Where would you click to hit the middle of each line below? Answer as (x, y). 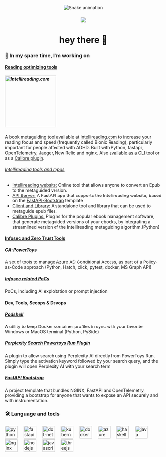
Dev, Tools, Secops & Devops (36, 303)
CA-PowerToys (21, 250)
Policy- (150, 262)
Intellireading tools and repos (35, 169)
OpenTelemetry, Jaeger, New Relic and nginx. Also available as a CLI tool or (82, 153)
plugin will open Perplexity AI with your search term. (58, 366)
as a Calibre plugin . (25, 158)
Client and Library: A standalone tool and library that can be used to (82, 206)
